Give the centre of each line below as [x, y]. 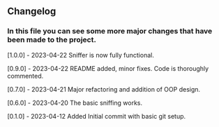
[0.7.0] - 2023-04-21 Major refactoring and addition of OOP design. [104, 89]
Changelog [32, 11]
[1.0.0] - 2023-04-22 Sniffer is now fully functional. [81, 55]
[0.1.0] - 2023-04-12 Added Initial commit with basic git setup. [97, 116]
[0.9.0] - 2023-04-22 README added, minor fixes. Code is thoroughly [108, 68]
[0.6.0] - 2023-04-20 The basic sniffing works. [75, 103]
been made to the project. [52, 40]
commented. [25, 76]
